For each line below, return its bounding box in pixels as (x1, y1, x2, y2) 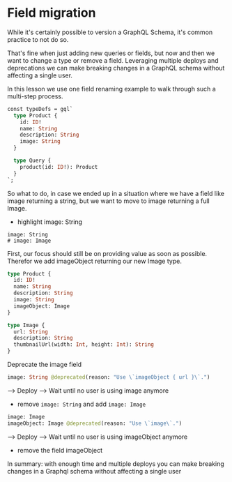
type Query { (13, 157, 52, 165)
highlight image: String (17, 218, 82, 226)
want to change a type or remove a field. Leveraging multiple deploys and (7, 56, 219, 64)
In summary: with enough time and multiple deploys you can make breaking (7, 459, 224, 468)
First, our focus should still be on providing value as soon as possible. (7, 249, 208, 257)
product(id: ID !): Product (20, 163, 98, 170)
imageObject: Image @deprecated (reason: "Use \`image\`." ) (7, 420, 183, 427)
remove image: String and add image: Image (17, 400, 146, 408)
